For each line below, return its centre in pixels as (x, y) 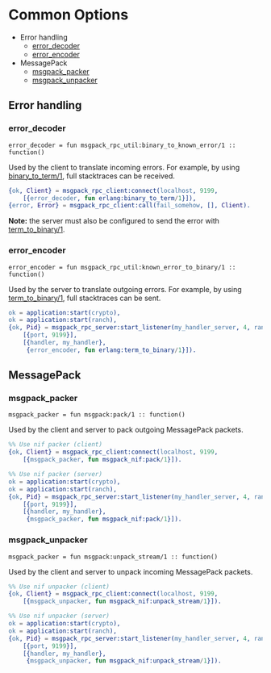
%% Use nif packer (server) (56, 474)
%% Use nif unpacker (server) (59, 616)
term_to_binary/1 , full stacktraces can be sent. (85, 298)
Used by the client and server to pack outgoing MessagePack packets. (126, 430)
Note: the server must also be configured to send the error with (114, 221)
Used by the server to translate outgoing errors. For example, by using (125, 289)
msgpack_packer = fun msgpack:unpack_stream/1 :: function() (113, 557)
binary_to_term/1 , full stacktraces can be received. (92, 176)
